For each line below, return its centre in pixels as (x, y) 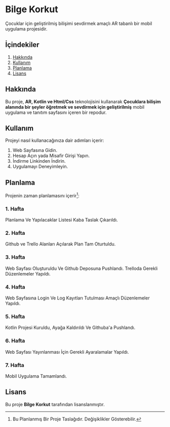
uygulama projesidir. (26, 28)
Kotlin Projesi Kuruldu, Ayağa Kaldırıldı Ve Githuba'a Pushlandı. (70, 328)
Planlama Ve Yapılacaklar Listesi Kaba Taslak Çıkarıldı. (61, 220)
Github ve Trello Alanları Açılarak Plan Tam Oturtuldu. (60, 244)
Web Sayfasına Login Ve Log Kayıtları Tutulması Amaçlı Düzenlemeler (78, 298)
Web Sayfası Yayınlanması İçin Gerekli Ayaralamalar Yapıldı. (67, 352)
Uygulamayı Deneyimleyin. (40, 167)
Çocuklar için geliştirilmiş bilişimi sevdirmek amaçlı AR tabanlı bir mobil (79, 23)
